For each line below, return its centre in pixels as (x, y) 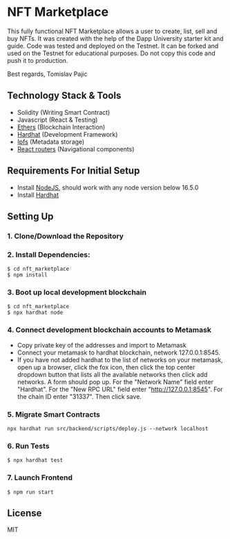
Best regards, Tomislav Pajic (47, 74)
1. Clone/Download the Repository (66, 236)
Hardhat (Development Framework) (67, 134)
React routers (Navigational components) (76, 149)
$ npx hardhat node (35, 313)
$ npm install (28, 275)
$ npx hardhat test (35, 460)
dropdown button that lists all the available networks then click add (112, 375)
